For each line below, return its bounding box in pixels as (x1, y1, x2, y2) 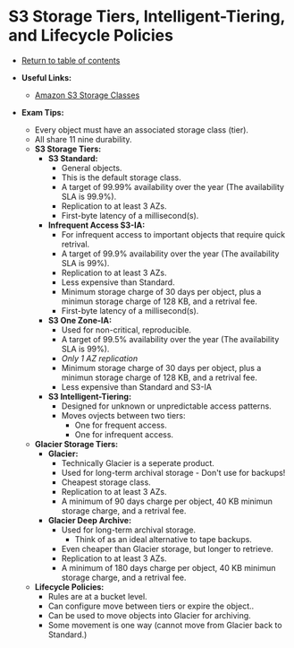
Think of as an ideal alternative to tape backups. (74, 533, 252, 544)
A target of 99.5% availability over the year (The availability (61, 333, 280, 344)
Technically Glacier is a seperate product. (61, 457, 215, 468)
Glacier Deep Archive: (47, 514, 131, 525)
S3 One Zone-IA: (47, 315, 113, 325)
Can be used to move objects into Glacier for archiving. (47, 609, 251, 620)
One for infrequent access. (74, 428, 174, 440)
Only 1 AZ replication (61, 352, 139, 364)
